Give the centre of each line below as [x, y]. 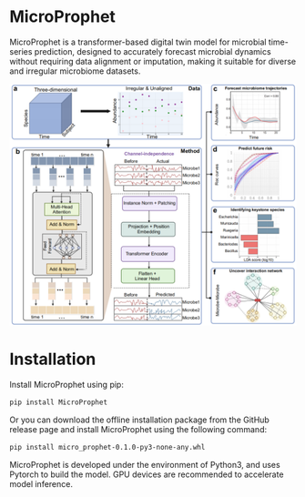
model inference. [41, 483]
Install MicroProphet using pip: [67, 385]
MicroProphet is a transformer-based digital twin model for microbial [138, 42]
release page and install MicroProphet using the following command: [138, 429]
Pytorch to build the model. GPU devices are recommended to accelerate [147, 474]
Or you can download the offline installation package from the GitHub [140, 420]
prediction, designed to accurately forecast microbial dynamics [152, 51]
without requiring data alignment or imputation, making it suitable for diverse [153, 61]
